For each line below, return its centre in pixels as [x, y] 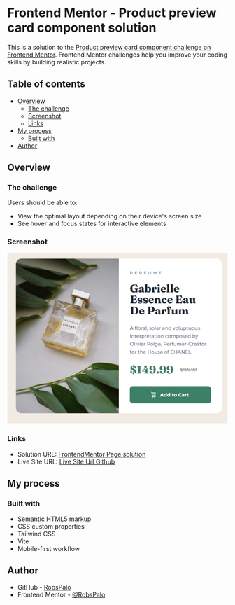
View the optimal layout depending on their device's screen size [109, 216]
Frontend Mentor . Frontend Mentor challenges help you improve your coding [117, 55]
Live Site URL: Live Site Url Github [66, 461]
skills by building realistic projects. [57, 62]
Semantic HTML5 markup [54, 519]
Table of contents [46, 84]
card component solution [82, 28]
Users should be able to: [43, 203]
